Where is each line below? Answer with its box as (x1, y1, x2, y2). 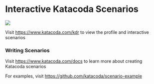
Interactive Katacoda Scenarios (5, 3, 139, 15)
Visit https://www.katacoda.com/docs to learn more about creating (5, 58, 143, 64)
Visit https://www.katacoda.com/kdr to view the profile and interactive (5, 29, 150, 35)
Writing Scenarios (5, 47, 50, 54)
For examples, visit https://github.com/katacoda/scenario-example (5, 73, 142, 79)
